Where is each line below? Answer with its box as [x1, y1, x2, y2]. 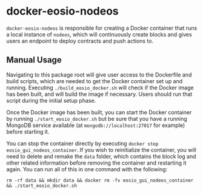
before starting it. [6, 128, 50, 135]
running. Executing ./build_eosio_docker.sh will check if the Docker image [6, 84, 194, 91]
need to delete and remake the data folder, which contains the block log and [6, 152, 196, 160]
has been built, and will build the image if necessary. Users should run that [6, 90, 193, 98]
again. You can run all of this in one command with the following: [6, 165, 168, 173]
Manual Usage [6, 55, 62, 65]
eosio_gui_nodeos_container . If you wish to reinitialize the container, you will [6, 146, 197, 153]
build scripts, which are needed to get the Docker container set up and [6, 77, 183, 84]
